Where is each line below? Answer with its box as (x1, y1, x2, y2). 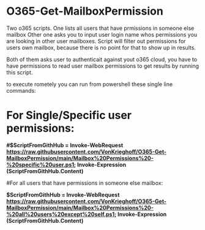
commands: (6, 87, 37, 94)
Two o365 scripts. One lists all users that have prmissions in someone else (6, 24, 195, 32)
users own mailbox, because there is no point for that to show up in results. (6, 44, 196, 51)
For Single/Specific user (6, 109, 132, 123)
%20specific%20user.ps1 (6, 160, 75, 168)
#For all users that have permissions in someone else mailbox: (6, 179, 163, 187)
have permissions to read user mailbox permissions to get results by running (6, 62, 199, 70)
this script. (6, 68, 33, 76)
